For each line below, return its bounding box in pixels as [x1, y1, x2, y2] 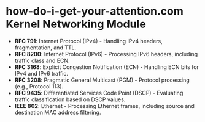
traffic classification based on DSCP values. [14, 96, 126, 103]
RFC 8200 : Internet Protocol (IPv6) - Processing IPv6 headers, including [14, 50, 198, 57]
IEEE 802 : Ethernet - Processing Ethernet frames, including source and [14, 102, 195, 109]
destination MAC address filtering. [14, 109, 101, 116]
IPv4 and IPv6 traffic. [14, 70, 69, 77]
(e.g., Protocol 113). [14, 82, 64, 90]
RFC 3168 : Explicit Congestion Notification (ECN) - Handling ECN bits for [14, 63, 199, 71]
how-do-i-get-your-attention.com [6, 4, 184, 18]
